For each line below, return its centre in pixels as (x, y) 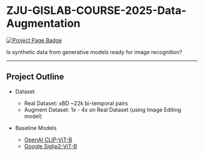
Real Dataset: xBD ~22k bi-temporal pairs (76, 103)
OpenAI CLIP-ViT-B (48, 140)
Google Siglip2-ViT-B (51, 146)
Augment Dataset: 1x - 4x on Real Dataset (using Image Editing (103, 109)
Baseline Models (36, 127)
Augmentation (43, 23)
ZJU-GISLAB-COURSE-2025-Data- (97, 11)
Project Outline (35, 77)
